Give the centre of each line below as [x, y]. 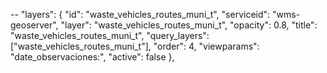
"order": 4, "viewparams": [206, 46]
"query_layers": [178, 35]
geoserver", [34, 25]
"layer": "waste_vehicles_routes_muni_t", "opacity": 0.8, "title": [189, 25]
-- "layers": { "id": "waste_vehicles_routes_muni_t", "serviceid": [140, 14]
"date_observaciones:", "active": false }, [92, 57]
